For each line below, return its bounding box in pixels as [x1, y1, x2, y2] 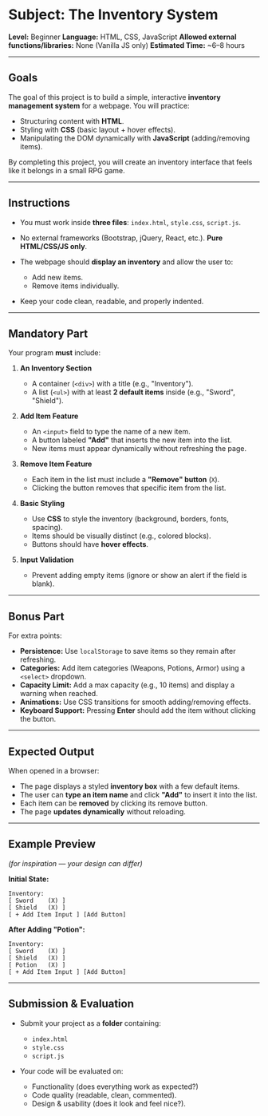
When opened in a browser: [8, 766, 100, 775]
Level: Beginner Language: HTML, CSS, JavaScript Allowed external [8, 32, 237, 42]
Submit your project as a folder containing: [19, 1018, 161, 1027]
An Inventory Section [19, 363, 93, 373]
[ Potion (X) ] [8, 960, 66, 969]
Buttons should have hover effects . [31, 540, 149, 549]
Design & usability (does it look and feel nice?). [31, 1098, 186, 1108]
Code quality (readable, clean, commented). [31, 1090, 177, 1099]
